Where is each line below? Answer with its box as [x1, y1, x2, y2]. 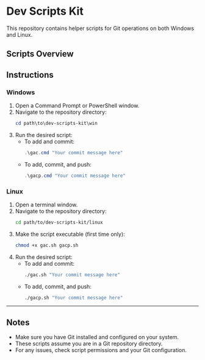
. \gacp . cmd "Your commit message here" [24, 173, 126, 179]
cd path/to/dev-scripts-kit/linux [15, 219, 103, 225]
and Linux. [6, 31, 33, 38]
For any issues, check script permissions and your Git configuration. [15, 347, 187, 354]
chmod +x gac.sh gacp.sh [15, 242, 79, 249]
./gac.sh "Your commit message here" [24, 271, 121, 278]
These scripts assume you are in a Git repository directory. [15, 340, 163, 347]
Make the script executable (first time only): [15, 230, 125, 238]
